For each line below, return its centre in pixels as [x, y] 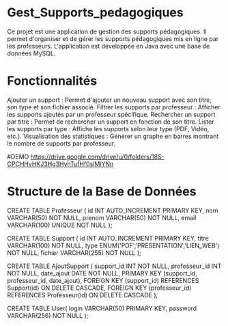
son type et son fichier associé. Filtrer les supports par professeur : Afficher [114, 107]
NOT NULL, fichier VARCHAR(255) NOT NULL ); [74, 253]
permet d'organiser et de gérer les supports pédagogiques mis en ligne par [113, 38]
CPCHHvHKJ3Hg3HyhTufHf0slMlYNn [60, 164]
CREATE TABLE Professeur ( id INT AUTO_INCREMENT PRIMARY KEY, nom [113, 210]
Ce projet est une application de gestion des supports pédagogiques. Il [107, 31]
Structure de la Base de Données [102, 192]
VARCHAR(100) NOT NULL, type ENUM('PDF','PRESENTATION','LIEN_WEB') [113, 245]
